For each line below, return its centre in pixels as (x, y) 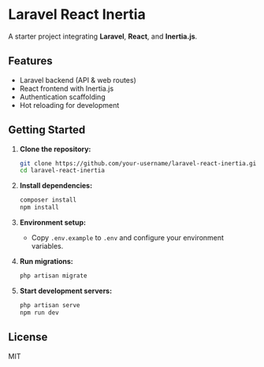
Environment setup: (53, 223)
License (28, 337)
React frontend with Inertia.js (67, 88)
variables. (47, 247)
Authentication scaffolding (62, 97)
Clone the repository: (55, 149)
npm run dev (39, 313)
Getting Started (47, 130)
